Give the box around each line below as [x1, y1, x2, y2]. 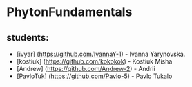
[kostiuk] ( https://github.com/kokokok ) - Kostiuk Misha [16, 57, 173, 66]
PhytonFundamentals [6, 4, 133, 20]
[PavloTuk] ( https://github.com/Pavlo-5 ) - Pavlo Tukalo [16, 72, 173, 80]
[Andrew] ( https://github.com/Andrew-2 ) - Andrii [16, 65, 156, 72]
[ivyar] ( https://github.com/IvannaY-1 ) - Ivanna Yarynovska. [16, 50, 186, 58]
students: [6, 32, 49, 43]
